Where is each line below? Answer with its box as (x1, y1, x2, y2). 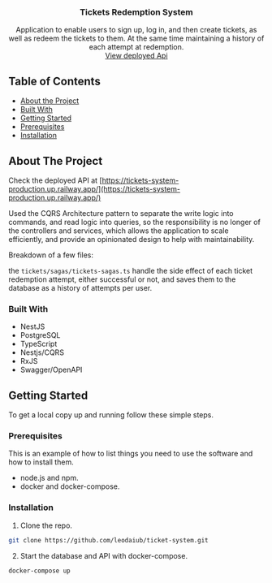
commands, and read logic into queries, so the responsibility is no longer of (8, 217, 261, 227)
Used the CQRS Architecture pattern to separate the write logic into (8, 208, 234, 218)
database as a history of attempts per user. (8, 283, 153, 292)
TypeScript (19, 339, 58, 349)
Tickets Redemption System (80, 6, 193, 18)
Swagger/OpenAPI (19, 365, 83, 375)
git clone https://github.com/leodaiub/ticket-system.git (8, 536, 209, 544)
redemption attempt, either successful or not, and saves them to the (8, 274, 236, 284)
